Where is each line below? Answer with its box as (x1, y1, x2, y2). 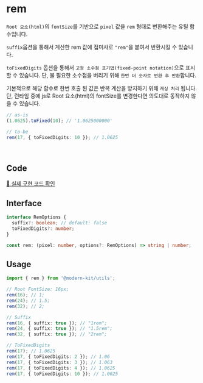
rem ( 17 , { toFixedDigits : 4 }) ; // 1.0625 (6, 365, 115, 371)
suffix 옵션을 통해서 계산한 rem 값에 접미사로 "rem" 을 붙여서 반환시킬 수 (6, 43, 177, 51)
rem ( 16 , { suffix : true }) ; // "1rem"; (6, 320, 108, 326)
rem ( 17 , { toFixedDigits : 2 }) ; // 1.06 (6, 353, 111, 360)
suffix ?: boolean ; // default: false (12, 220, 108, 226)
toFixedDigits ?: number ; (12, 225, 75, 232)
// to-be (6, 129, 29, 135)
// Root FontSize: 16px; (6, 286, 69, 293)
